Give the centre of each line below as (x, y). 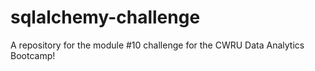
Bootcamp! (33, 55)
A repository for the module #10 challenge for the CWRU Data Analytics (157, 45)
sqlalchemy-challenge (105, 17)
